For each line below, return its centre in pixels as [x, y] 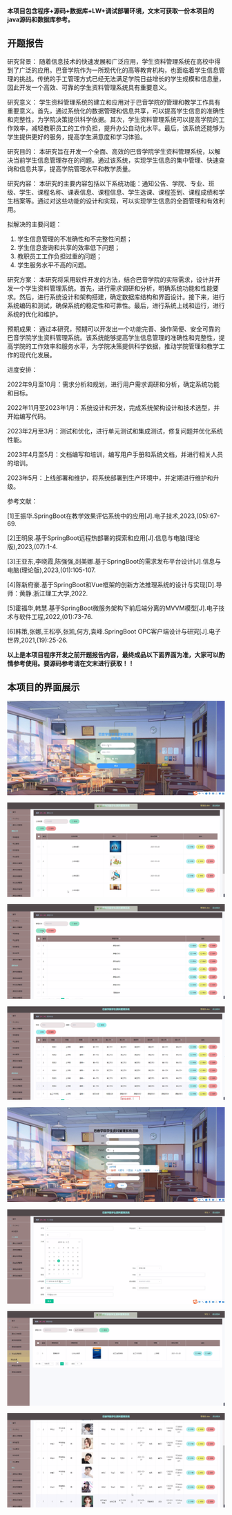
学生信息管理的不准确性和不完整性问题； [75, 239]
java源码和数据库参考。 [41, 19]
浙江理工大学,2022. [61, 593]
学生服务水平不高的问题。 [54, 265]
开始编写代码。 [28, 416]
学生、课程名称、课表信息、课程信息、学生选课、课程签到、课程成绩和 [119, 192]
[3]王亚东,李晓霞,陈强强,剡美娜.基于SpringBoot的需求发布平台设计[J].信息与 [114, 561]
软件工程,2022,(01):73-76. [56, 616]
